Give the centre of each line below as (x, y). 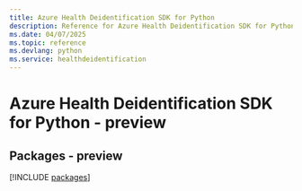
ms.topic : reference (48, 43)
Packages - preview (66, 156)
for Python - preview (88, 123)
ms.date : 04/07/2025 (48, 34)
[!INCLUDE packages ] (50, 177)
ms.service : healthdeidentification (78, 59)
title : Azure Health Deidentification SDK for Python (112, 17)
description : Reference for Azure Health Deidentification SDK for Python (152, 26)
